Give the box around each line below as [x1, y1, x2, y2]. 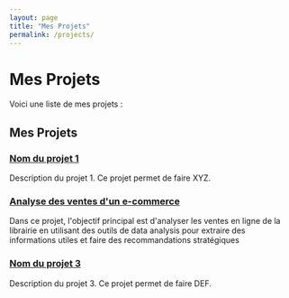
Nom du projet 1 [9, 152, 79, 164]
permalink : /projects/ [9, 30, 95, 39]
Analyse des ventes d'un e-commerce [9, 195, 180, 208]
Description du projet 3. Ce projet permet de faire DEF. [9, 277, 212, 289]
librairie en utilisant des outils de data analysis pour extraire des [9, 225, 246, 236]
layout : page [9, 13, 59, 23]
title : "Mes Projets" [9, 22, 91, 31]
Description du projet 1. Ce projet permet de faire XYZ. [9, 172, 212, 183]
